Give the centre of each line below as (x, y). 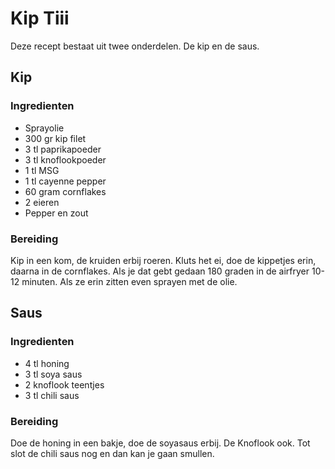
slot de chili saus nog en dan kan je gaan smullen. (112, 453)
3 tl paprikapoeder (63, 149)
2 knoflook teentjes (64, 384)
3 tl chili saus (52, 395)
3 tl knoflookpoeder (65, 159)
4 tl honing (47, 363)
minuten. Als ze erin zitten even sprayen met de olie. (129, 281)
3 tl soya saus (53, 374)
